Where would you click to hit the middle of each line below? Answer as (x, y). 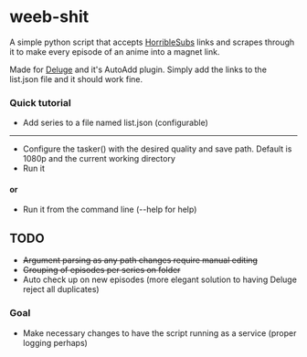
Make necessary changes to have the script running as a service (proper (159, 333)
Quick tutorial (40, 102)
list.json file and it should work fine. (76, 79)
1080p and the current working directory (99, 159)
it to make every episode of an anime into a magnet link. (115, 51)
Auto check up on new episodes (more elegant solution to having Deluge (159, 279)
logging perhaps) (55, 342)
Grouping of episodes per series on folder (101, 270)
